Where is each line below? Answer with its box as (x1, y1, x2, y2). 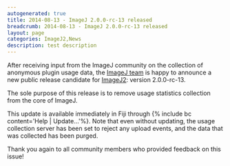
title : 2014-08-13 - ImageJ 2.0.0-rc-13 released (7, 17, 153, 23)
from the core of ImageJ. (7, 96, 78, 104)
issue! (7, 152, 24, 160)
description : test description (7, 42, 97, 49)
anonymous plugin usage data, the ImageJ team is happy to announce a (7, 68, 212, 76)
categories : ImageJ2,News (7, 36, 81, 43)
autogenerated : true (7, 10, 67, 17)
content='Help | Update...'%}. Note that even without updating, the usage (7, 117, 216, 125)
